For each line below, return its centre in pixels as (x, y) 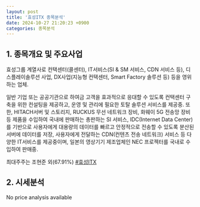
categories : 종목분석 (30, 28)
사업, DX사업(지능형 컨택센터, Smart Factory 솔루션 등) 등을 (111, 77)
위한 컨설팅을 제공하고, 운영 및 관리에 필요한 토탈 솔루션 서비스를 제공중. (101, 104)
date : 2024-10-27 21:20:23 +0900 (48, 23)
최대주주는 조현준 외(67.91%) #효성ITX (51, 162)
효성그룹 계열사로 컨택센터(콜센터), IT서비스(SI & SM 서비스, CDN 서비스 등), (96, 70)
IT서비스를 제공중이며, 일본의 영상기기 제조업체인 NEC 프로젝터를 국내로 (101, 142)
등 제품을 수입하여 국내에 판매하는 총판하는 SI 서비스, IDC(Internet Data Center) (99, 119)
